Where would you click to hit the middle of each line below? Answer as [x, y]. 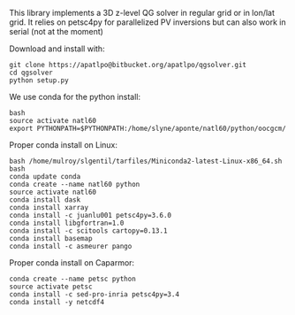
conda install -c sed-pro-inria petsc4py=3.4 [94, 295]
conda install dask [45, 200]
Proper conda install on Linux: [63, 145]
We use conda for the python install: [75, 97]
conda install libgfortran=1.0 [67, 223]
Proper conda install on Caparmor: [72, 263]
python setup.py [39, 81]
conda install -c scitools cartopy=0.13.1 [88, 231]
